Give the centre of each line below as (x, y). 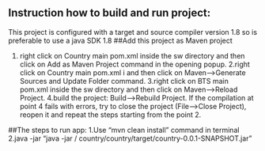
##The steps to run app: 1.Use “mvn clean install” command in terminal (124, 130)
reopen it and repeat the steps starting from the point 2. (110, 115)
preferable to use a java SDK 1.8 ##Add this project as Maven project (121, 40)
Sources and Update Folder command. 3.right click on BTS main (124, 81)
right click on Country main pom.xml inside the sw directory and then (132, 55)
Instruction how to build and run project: (110, 13)
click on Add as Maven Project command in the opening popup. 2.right (135, 64)
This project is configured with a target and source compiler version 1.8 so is (133, 32)
